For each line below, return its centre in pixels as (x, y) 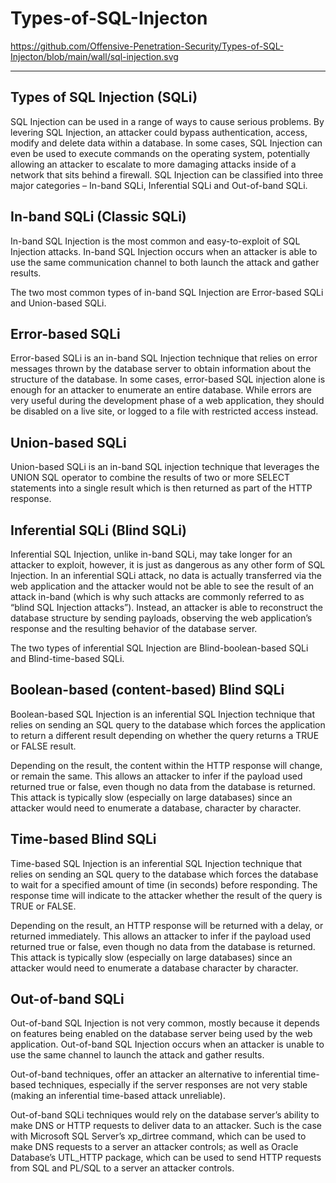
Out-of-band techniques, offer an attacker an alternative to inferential (153, 1074)
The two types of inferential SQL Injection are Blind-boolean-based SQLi (159, 648)
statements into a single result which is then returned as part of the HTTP (161, 488)
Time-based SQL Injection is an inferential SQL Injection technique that (156, 863)
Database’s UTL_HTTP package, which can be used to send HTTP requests (166, 1158)
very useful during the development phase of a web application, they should (167, 401)
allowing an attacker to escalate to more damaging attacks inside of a (153, 164)
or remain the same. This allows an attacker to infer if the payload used (156, 776)
